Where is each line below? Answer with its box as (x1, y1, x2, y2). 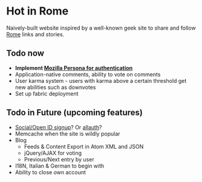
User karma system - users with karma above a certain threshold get (15, 77, 187, 84)
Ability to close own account (15, 168, 86, 176)
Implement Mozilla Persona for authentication (15, 64, 133, 71)
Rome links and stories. (6, 30, 65, 37)
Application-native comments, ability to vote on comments (15, 71, 161, 78)
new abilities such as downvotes (15, 83, 96, 91)
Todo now (6, 48, 44, 59)
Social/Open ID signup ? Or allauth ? (15, 123, 102, 131)
